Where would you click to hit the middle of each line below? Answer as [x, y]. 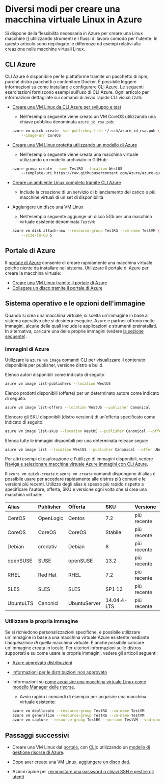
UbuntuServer [84, 603]
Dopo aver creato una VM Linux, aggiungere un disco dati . [71, 762]
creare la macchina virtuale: [33, 273]
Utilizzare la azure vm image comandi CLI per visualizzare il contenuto [75, 360]
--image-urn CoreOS [41, 135]
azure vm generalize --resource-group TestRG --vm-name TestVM [78, 715]
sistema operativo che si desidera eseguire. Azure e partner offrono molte [80, 320]
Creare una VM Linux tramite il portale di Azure [60, 283]
